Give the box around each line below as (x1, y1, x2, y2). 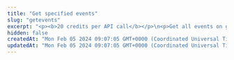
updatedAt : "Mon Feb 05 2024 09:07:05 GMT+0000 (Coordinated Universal (7, 42, 219, 49)
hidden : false (7, 29, 49, 37)
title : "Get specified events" (7, 10, 98, 17)
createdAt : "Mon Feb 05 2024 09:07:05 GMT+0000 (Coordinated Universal (7, 36, 219, 43)
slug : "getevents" (7, 17, 61, 23)
